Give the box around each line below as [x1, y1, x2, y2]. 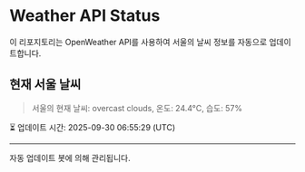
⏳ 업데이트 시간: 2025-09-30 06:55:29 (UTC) [9, 121, 175, 132]
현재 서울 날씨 [9, 77, 82, 92]
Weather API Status [9, 5, 161, 26]
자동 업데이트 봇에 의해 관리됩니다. [9, 152, 131, 163]
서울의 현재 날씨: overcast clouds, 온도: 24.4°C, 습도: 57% [31, 102, 243, 113]
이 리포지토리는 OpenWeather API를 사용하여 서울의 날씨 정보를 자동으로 [9, 36, 268, 47]
